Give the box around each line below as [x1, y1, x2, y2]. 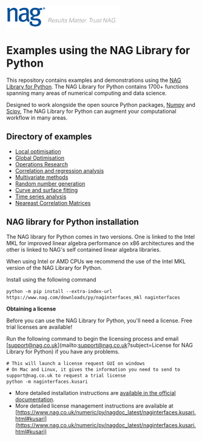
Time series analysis [15, 193, 67, 200]
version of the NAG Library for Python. [6, 264, 103, 271]
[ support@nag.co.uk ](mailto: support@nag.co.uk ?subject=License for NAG [6, 342, 193, 349]
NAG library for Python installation [6, 217, 140, 227]
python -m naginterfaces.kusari [6, 379, 88, 385]
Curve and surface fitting [15, 186, 78, 194]
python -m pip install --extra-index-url [6, 288, 113, 294]
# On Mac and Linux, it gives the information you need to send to [6, 366, 181, 372]
